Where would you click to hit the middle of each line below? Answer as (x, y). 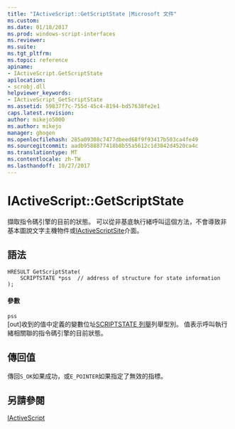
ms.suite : (22, 47)
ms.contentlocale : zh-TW (44, 159)
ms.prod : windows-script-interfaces (61, 34)
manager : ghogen (31, 133)
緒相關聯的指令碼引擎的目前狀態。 (57, 333)
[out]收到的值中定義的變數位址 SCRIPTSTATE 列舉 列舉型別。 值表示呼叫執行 (117, 324)
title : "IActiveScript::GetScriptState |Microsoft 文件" (92, 14)
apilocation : (27, 80)
